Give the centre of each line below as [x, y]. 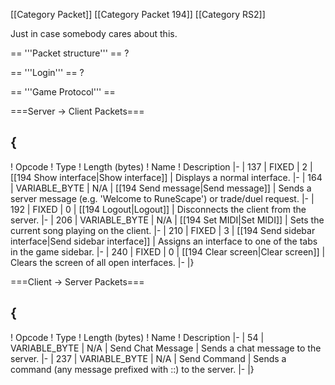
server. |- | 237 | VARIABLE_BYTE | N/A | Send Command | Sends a [148, 358]
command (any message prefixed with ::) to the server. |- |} [132, 369]
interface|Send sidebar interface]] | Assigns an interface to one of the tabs [164, 241]
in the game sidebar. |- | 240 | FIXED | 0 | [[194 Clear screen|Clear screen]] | [168, 251]
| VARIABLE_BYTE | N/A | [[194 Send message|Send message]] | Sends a [161, 188]
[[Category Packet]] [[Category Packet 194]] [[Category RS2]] [138, 14]
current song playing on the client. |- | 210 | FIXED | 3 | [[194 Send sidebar [163, 230]
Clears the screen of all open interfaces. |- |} [102, 262]
